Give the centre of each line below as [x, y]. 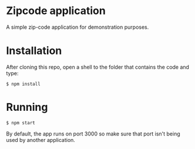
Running [27, 107]
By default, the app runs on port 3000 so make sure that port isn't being [93, 134]
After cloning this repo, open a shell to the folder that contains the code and [98, 67]
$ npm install [23, 84]
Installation [34, 51]
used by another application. [41, 140]
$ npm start [21, 123]
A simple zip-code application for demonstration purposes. [78, 27]
